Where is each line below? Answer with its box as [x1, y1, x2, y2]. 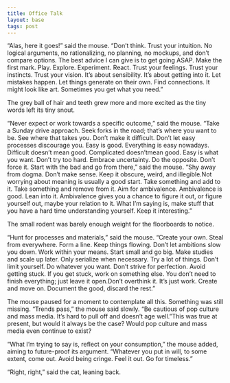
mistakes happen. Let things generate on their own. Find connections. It [7, 78, 211, 86]
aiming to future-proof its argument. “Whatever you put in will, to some [7, 347, 207, 356]
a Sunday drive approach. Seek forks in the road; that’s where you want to [7, 126, 217, 135]
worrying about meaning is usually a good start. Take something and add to [7, 178, 221, 186]
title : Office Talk [7, 10, 63, 17]
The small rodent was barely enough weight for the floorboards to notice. [7, 220, 215, 229]
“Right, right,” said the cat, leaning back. [7, 368, 122, 376]
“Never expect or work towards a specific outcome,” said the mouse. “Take [7, 119, 220, 128]
